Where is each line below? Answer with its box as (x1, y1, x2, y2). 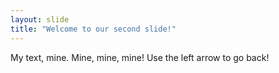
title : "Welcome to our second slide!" (10, 24, 177, 34)
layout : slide (10, 14, 70, 25)
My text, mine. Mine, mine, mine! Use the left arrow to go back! (10, 51, 270, 63)
